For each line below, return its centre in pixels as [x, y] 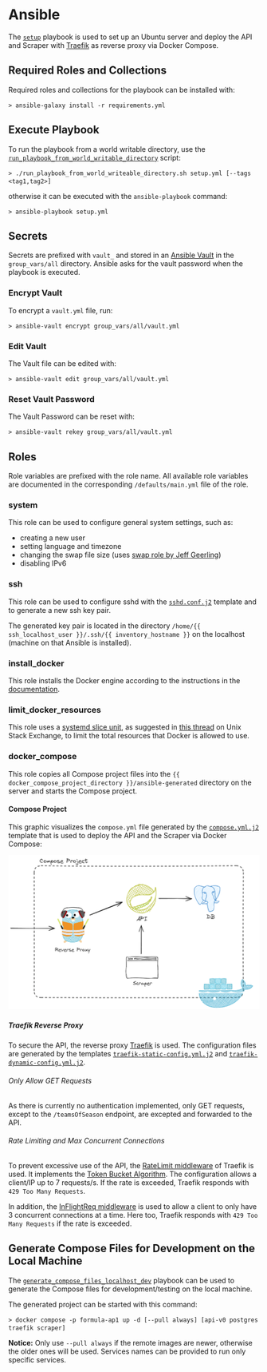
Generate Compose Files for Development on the [132, 1249]
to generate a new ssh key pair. [60, 610]
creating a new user [53, 538]
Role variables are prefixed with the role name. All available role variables [128, 476]
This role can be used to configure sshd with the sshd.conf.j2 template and [133, 602]
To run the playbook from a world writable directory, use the [107, 149]
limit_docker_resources [55, 710]
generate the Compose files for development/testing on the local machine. [130, 1289]
